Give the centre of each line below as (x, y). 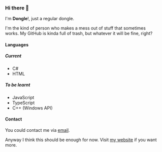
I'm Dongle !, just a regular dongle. (40, 19)
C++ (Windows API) (32, 108)
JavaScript (23, 97)
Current (13, 56)
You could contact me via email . (37, 130)
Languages (17, 44)
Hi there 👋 (17, 8)
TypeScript (23, 103)
